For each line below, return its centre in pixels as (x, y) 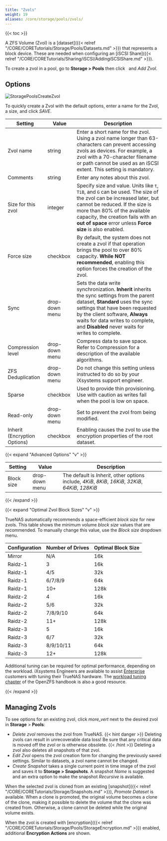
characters (89, 144)
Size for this (22, 204)
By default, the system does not (114, 238)
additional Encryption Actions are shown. (48, 833)
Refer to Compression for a (108, 348)
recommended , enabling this (111, 263)
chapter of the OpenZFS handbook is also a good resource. (66, 682)
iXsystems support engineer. (110, 381)
